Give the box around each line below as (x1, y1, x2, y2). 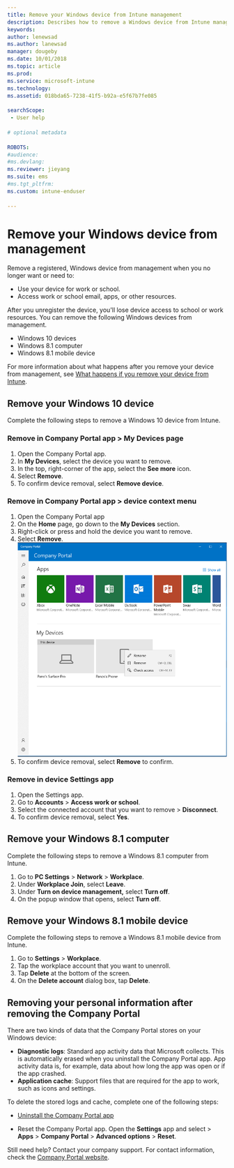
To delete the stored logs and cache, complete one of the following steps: (7, 1098, 219, 1106)
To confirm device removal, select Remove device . (17, 479, 164, 488)
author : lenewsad (7, 33, 58, 40)
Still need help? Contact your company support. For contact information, (7, 1146, 215, 1154)
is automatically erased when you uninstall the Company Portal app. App (17, 1054, 226, 1063)
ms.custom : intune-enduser (7, 188, 86, 195)
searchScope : (7, 107, 45, 114)
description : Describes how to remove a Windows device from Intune (7, 18, 210, 26)
